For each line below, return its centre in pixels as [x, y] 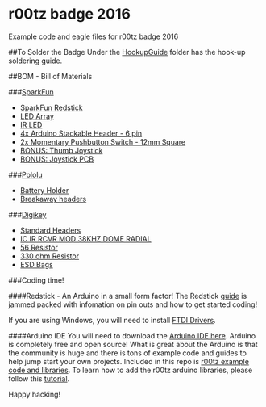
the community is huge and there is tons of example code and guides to [128, 353]
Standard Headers [50, 230]
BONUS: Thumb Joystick [61, 150]
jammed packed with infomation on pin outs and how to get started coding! [133, 304]
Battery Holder [44, 190]
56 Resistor [39, 247]
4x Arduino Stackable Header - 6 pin [81, 133]
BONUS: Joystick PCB [57, 159]
